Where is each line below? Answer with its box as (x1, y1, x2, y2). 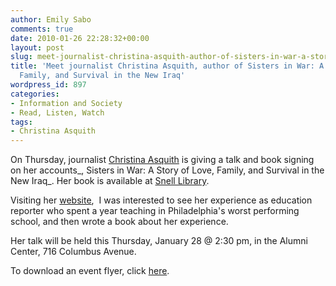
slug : (10, 52, 33, 62)
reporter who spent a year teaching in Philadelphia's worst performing (10, 205, 300, 217)
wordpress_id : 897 (10, 80, 87, 90)
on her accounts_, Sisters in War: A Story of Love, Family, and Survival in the (10, 164, 325, 176)
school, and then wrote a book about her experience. (10, 216, 229, 228)
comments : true (10, 24, 74, 34)
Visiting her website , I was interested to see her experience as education (10, 194, 313, 206)
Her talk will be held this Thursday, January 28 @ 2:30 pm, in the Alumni (10, 235, 308, 247)
